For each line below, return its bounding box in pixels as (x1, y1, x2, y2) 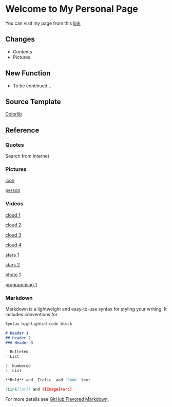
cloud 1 (5, 211, 21, 218)
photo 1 (5, 272, 21, 278)
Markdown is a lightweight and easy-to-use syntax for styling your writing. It (5, 306, 167, 312)
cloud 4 (5, 242, 22, 248)
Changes (5, 35, 35, 44)
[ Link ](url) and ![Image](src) (5, 386, 72, 392)
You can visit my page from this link (5, 20, 81, 26)
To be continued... (12, 83, 51, 89)
